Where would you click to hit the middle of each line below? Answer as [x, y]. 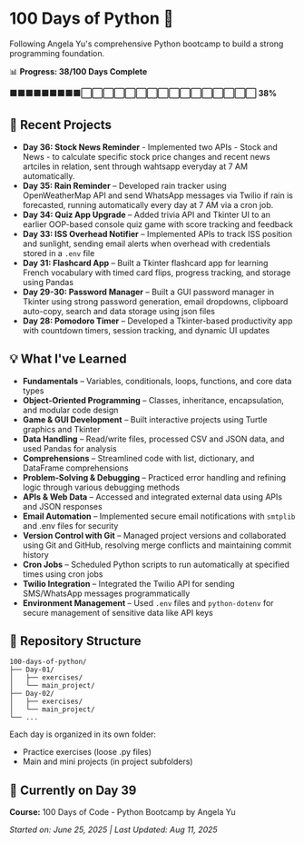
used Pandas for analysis [69, 448]
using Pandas [48, 282]
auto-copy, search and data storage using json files [119, 311]
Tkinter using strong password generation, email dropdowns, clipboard [155, 301]
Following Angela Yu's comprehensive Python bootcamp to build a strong [147, 44]
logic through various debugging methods [101, 487]
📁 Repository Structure [75, 641]
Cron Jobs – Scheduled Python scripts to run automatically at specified [156, 564]
